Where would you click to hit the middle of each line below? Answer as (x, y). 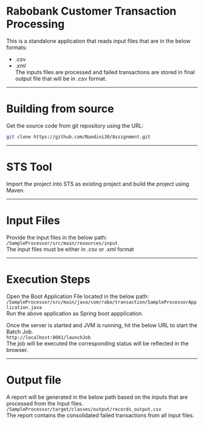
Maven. (16, 190)
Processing (36, 24)
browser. (17, 350)
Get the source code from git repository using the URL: (75, 125)
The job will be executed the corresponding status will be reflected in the (98, 343)
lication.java (24, 307)
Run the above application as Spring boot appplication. (75, 313)
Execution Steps (48, 279)
